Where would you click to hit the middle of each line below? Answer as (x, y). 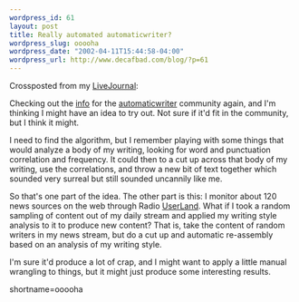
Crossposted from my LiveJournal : (74, 86)
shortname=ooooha (46, 289)
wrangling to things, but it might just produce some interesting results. (140, 272)
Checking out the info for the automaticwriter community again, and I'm (143, 103)
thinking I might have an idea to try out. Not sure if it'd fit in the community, (149, 113)
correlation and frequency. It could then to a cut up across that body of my (149, 159)
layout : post (34, 26)
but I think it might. (44, 122)
